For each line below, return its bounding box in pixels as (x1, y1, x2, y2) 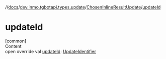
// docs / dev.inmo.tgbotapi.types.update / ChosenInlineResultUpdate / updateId (5, 4, 161, 10)
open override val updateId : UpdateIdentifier (5, 48, 96, 54)
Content (5, 43, 22, 49)
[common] (5, 38, 26, 44)
